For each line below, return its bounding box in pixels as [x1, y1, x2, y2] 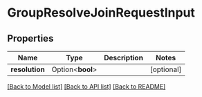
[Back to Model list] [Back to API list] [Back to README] [7, 82, 166, 91]
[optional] [149, 64, 182, 74]
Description [103, 53, 144, 62]
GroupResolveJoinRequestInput [7, 5, 196, 21]
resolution [10, 64, 45, 74]
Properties [7, 33, 54, 44]
